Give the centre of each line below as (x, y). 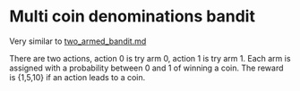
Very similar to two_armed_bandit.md (78, 41)
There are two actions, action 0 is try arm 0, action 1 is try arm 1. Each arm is (150, 58)
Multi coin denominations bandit (132, 17)
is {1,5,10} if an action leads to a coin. (77, 77)
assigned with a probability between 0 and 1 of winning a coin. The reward (146, 68)
